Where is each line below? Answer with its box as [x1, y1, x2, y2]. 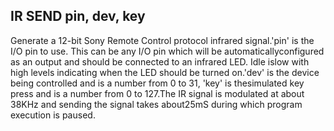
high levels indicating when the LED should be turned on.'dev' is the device [10, 66, 320, 78]
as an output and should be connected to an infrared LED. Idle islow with [10, 55, 310, 68]
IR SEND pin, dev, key [10, 8, 146, 25]
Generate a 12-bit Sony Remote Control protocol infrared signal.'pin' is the [10, 34, 315, 46]
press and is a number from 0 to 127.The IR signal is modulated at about [10, 87, 305, 99]
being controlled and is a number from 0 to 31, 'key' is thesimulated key [10, 77, 305, 89]
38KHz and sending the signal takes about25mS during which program [10, 98, 303, 110]
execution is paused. [10, 109, 96, 121]
